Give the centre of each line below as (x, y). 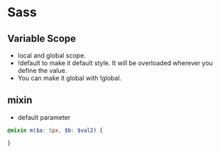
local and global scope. (52, 55)
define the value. (42, 70)
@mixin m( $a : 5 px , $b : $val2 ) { (55, 130)
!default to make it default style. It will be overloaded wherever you (115, 63)
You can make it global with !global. (70, 78)
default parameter (44, 117)
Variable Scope (42, 39)
